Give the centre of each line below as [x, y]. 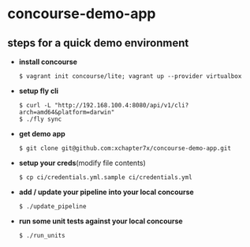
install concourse [48, 62]
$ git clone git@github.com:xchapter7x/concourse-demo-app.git [125, 148]
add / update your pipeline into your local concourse [106, 192]
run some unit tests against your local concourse [101, 221]
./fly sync [44, 119]
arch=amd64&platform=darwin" [67, 112]
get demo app [42, 134]
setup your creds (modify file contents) [82, 163]
